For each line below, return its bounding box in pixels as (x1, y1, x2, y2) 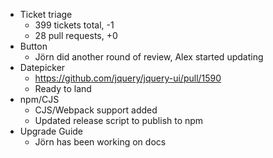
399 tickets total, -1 (34, 19, 115, 31)
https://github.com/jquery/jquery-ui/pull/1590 (34, 72, 222, 84)
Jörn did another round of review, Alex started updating (34, 51, 264, 63)
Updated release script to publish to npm (34, 115, 204, 126)
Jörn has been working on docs (34, 136, 167, 148)
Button (19, 40, 48, 52)
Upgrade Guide (19, 125, 84, 137)
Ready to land (34, 83, 92, 94)
